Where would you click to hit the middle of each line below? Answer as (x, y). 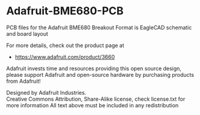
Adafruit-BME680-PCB (65, 11)
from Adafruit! (23, 81)
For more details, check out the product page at (65, 45)
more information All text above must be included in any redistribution (92, 105)
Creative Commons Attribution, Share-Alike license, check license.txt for (96, 99)
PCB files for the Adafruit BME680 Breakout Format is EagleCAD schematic (99, 27)
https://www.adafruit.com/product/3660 (65, 57)
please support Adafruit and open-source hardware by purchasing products (100, 74)
